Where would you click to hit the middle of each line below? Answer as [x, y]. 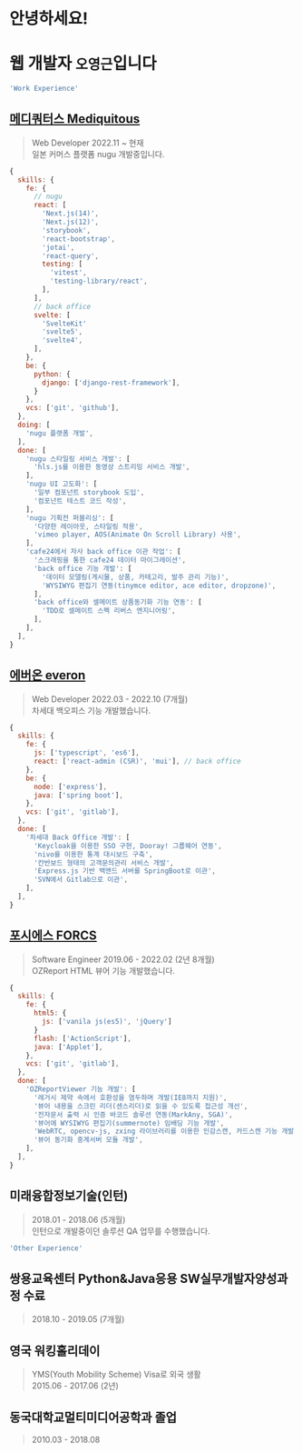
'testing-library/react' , [98, 281]
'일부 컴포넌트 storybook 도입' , [89, 493]
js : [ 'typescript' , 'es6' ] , [87, 753]
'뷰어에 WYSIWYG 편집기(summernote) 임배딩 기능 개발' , [129, 1123]
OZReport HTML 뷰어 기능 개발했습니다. [103, 970]
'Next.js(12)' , [71, 222]
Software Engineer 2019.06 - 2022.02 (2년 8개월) [123, 959]
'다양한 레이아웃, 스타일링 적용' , [88, 526]
